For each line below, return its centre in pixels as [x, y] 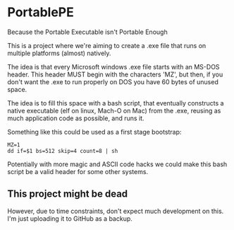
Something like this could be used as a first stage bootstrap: [94, 132]
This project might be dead [68, 194]
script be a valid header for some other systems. [78, 171]
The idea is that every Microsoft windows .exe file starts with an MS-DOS [113, 67]
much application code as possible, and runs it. [76, 118]
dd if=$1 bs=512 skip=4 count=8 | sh [63, 151]
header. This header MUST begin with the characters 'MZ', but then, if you [115, 74]
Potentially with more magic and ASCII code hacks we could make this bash [117, 164]
